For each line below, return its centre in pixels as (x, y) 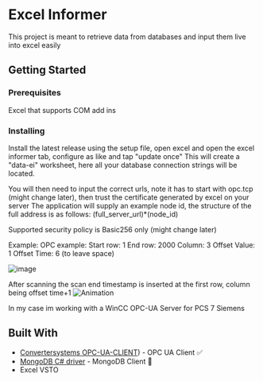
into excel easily (35, 45)
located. (21, 173)
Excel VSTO (39, 369)
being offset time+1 (40, 293)
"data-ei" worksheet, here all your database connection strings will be (123, 165)
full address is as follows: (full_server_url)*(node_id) (93, 214)
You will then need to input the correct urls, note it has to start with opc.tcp (131, 189)
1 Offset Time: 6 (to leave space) (62, 253)
